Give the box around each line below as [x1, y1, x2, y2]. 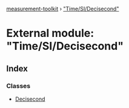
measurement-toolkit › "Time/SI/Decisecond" [6, 5, 119, 12]
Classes [6, 81, 31, 90]
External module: [6, 27, 94, 40]
